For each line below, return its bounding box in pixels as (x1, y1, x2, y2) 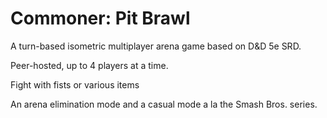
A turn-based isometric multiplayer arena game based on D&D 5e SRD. (10, 40, 302, 52)
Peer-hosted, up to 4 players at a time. (10, 59, 169, 71)
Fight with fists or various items (10, 78, 140, 91)
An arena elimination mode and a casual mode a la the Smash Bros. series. (10, 98, 318, 110)
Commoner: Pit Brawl (10, 7, 191, 30)
